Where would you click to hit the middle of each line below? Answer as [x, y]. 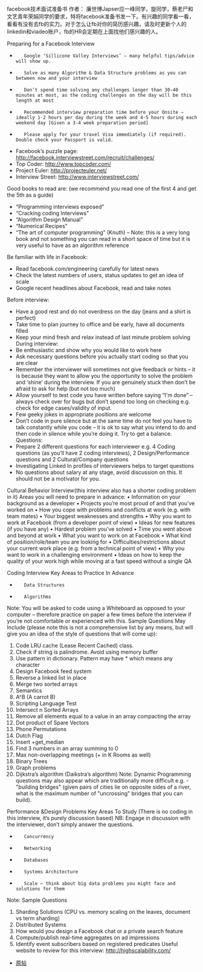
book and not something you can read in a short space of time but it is [103, 239]
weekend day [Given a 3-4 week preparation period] [82, 123]
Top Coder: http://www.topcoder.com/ [63, 164]
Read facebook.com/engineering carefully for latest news [87, 269]
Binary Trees [31, 761]
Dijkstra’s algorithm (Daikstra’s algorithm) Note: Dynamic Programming [103, 774]
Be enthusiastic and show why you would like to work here [89, 350]
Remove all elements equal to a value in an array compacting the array [103, 716]
